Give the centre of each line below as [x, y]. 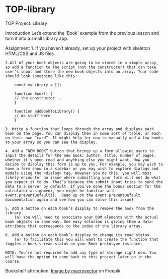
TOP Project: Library [26, 23]
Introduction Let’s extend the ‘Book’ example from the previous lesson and [82, 33]
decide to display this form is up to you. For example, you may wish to [84, 164]
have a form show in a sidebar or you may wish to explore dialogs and [82, 169]
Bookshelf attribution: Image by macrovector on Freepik [63, 270]
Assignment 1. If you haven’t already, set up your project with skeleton [78, 48]
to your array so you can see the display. [52, 142]
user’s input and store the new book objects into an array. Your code [82, 72]
